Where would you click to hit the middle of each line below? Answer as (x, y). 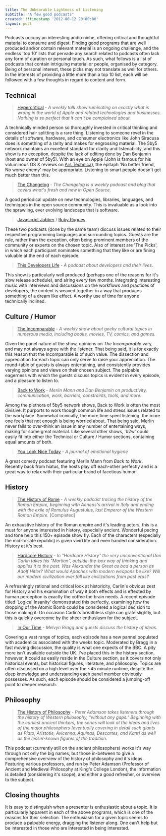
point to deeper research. (31, 684)
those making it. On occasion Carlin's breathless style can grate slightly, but (83, 612)
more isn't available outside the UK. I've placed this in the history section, (80, 652)
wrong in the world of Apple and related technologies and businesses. (89, 113)
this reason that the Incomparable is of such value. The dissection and (77, 354)
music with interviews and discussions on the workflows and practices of (80, 285)
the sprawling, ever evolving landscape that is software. (62, 210)
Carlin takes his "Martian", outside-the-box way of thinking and (82, 561)
